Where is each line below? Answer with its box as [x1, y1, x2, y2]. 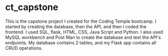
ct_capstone [5, 2, 59, 13]
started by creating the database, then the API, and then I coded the [5, 23, 147, 29]
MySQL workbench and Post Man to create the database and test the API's [5, 34, 161, 40]
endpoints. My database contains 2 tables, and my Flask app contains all [5, 39, 156, 45]
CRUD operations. [5, 45, 43, 51]
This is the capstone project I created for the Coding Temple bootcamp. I [5, 18, 156, 24]
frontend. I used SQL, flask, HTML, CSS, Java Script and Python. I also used [5, 29, 163, 35]
